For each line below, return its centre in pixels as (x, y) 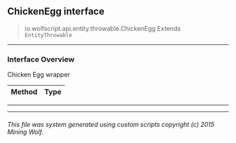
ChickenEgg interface (56, 12)
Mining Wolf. (25, 132)
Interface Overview (41, 59)
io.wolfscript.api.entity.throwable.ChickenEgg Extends (103, 28)
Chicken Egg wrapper (39, 75)
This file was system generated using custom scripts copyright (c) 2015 (111, 124)
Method (24, 92)
